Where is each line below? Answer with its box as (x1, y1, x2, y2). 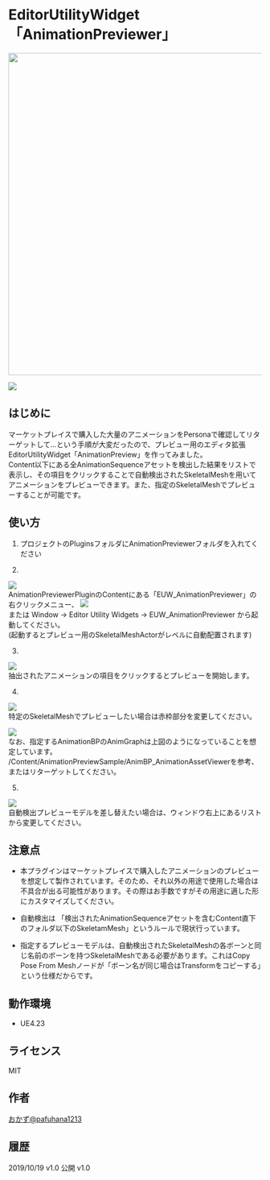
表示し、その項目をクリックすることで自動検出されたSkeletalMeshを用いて (8, 470, 257, 479)
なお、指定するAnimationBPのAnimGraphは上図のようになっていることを (8, 736, 250, 746)
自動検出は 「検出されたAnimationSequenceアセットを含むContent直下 (19, 913, 256, 923)
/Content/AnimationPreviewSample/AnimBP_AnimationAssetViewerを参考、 (8, 756, 259, 766)
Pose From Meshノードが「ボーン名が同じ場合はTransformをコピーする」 (19, 961, 261, 971)
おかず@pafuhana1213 (8, 1114, 82, 1124)
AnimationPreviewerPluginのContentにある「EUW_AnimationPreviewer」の (8, 590, 257, 599)
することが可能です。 (14, 490, 86, 499)
